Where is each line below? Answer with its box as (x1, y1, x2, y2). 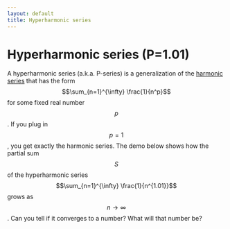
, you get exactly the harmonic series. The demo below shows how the (7, 142, 209, 150)
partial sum (7, 149, 39, 158)
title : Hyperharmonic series (7, 17, 91, 24)
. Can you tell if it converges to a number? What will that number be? (7, 214, 202, 223)
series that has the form (7, 77, 76, 85)
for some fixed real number (7, 99, 85, 107)
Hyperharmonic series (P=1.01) (7, 46, 190, 62)
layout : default (7, 10, 54, 17)
